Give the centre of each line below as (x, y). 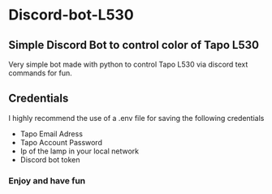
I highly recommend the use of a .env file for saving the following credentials (136, 118)
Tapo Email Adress (52, 134)
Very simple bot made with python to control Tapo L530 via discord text (128, 64)
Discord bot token (50, 159)
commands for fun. (41, 73)
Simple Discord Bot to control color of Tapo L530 (134, 45)
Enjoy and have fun (47, 180)
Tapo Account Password (61, 142)
